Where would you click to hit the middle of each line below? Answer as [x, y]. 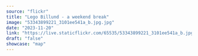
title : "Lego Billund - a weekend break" [58, 17]
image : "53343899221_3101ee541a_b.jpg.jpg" [60, 22]
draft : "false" [25, 38]
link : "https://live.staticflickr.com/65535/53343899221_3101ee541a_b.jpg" [101, 33]
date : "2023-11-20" [30, 28]
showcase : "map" [26, 44]
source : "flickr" [27, 11]
